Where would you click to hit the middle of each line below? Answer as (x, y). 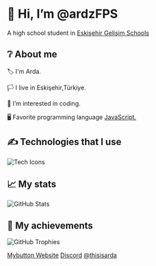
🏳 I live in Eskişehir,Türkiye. (47, 88)
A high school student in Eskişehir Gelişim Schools (78, 33)
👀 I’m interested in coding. (44, 103)
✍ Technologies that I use (64, 142)
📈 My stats (32, 184)
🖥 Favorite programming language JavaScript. (72, 117)
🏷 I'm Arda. (24, 71)
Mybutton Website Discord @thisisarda (62, 255)
